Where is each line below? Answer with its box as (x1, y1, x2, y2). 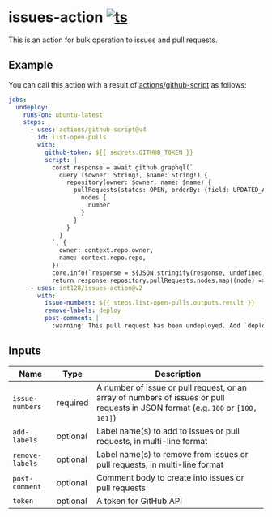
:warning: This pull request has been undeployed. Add (51, 322, 241, 330)
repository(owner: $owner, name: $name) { (66, 178, 212, 186)
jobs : (8, 96, 27, 104)
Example (8, 58, 53, 72)
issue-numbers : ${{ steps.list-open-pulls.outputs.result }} (44, 299, 255, 307)
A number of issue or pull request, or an (96, 382, 247, 393)
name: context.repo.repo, (59, 254, 147, 263)
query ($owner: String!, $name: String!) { (59, 171, 208, 179)
